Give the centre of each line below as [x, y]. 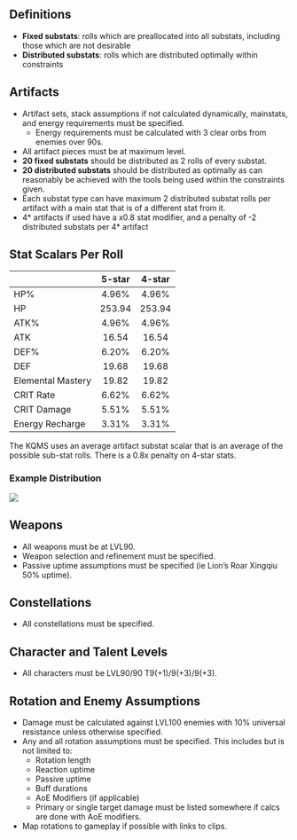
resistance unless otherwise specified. [92, 732]
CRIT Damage [43, 410]
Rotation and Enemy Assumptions [105, 701]
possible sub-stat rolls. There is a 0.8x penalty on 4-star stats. [123, 455]
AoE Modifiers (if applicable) [87, 797]
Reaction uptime [65, 769]
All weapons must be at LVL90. [78, 546]
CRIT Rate [35, 396]
